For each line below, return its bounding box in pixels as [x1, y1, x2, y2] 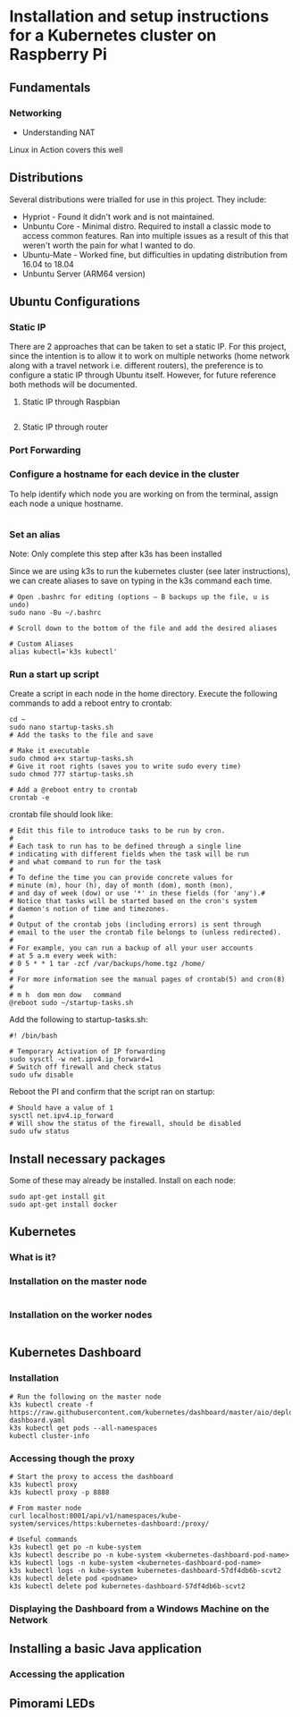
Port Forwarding [9, 444, 82, 457]
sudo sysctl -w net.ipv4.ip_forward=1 [9, 1055, 154, 1064]
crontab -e [9, 793, 50, 802]
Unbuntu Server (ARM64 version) [21, 268, 146, 279]
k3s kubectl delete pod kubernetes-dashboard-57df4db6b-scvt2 [9, 1581, 246, 1591]
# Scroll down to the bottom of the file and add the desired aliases [9, 623, 278, 632]
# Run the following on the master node [9, 1392, 162, 1401]
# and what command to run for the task [9, 858, 162, 867]
